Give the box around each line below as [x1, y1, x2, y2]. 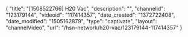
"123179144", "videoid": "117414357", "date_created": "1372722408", [5, 11, 175, 18]
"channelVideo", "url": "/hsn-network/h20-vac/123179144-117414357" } [5, 24, 183, 31]
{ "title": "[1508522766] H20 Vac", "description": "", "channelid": [5, 5, 165, 12]
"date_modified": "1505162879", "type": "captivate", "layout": [5, 18, 157, 24]
